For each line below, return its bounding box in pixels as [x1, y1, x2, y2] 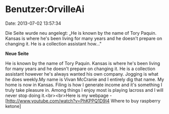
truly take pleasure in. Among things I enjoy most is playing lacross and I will [5, 87, 164, 93]
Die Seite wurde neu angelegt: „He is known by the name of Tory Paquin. [5, 30, 157, 36]
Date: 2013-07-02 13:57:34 [5, 20, 62, 26]
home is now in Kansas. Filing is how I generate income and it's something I [5, 82, 162, 88]
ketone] [5, 103, 21, 109]
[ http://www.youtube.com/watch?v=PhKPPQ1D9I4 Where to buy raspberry [5, 97, 160, 104]
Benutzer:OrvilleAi [5, 4, 85, 15]
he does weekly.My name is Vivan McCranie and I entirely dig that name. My [5, 76, 164, 82]
